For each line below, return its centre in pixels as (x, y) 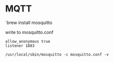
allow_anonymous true (28, 41)
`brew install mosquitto (29, 22)
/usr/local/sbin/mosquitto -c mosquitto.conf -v (57, 54)
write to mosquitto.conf (29, 32)
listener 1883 (20, 45)
